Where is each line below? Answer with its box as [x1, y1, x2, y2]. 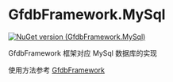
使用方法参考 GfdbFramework [8, 65, 106, 75]
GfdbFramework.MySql [8, 6, 166, 24]
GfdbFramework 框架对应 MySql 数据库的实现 [8, 48, 157, 57]
